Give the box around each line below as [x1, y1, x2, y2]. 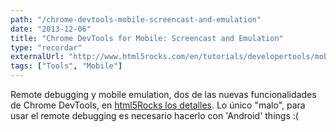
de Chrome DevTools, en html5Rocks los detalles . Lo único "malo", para [10, 99, 306, 111]
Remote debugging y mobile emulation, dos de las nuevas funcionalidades [10, 89, 317, 100]
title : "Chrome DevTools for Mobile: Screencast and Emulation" [10, 33, 284, 43]
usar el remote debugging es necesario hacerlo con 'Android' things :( [10, 110, 299, 121]
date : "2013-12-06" [10, 24, 92, 34]
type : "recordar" [10, 42, 83, 53]
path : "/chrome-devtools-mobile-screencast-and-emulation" [10, 14, 262, 25]
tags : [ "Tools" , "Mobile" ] [10, 61, 123, 71]
